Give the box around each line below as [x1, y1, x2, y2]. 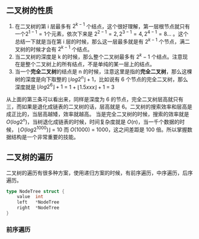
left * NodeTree [17, 199, 60, 205]
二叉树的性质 [6, 5, 53, 16]
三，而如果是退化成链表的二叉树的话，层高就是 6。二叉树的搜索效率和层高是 [6, 103, 192, 111]
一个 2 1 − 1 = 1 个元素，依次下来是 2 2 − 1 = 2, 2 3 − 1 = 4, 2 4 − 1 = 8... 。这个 [14, 29, 189, 37]
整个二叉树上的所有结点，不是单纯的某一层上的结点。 [25, 61, 155, 68]
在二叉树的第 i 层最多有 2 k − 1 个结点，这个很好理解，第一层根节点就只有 [14, 21, 191, 30]
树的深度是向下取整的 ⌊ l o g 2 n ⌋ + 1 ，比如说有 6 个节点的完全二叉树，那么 [14, 75, 188, 83]
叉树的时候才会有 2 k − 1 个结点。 [14, 44, 93, 53]
